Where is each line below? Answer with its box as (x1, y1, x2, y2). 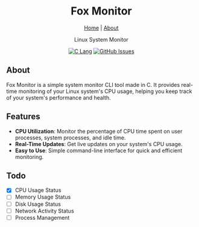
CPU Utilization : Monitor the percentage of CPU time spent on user (14, 127, 183, 135)
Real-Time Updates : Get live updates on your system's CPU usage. (14, 140, 183, 147)
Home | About (84, 24, 119, 31)
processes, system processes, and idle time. (14, 134, 126, 141)
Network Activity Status (14, 207, 74, 214)
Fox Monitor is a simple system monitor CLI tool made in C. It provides (6, 81, 180, 88)
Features (6, 112, 40, 122)
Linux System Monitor (74, 36, 128, 43)
